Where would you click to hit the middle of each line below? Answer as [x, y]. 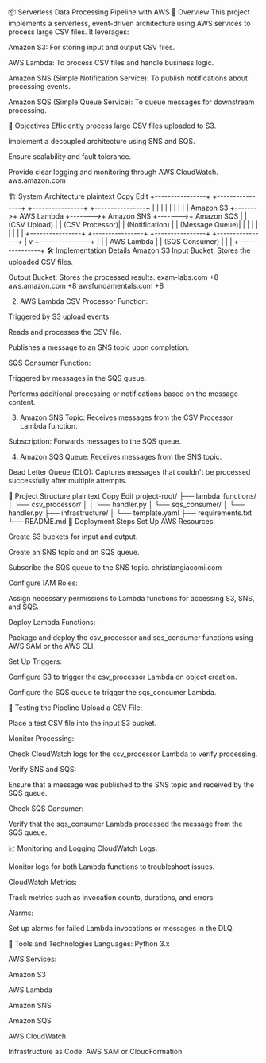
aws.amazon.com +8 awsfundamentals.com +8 [86, 286]
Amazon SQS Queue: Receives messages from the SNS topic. [121, 457]
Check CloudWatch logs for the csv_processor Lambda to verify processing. [133, 754]
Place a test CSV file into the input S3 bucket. [83, 723]
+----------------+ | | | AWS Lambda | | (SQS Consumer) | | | [133, 241]
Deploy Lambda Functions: [52, 622]
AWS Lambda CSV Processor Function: [84, 301]
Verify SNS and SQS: [42, 769]
